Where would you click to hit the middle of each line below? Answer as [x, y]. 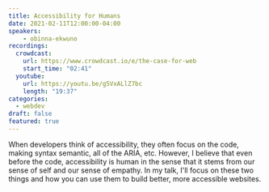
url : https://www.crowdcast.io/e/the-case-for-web [110, 62]
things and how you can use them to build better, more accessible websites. [135, 178]
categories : [28, 99]
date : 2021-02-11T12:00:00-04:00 [65, 23]
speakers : [25, 31]
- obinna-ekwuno [50, 38]
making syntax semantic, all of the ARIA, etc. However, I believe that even [130, 153]
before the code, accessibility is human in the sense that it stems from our [132, 161]
